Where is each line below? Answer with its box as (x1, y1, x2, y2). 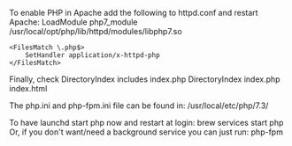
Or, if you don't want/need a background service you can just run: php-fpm (9, 127, 283, 137)
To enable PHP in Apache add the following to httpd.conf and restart (9, 8, 258, 18)
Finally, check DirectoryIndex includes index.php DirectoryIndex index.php (9, 74, 280, 84)
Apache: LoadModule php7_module (9, 17, 138, 27)
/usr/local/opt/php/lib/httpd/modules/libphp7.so (9, 26, 183, 36)
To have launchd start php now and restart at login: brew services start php (9, 118, 284, 128)
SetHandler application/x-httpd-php (25, 51, 161, 60)
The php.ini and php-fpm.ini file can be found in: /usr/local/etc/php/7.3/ (9, 100, 269, 111)
